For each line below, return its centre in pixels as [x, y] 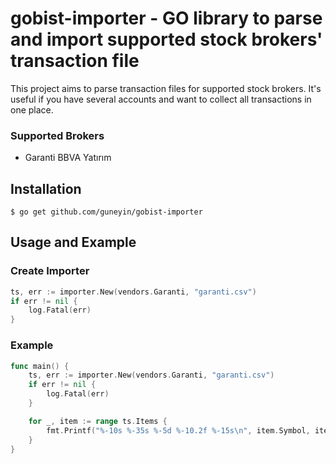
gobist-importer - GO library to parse [166, 18]
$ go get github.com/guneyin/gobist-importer [106, 212]
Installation [46, 188]
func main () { [40, 366]
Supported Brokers [57, 135]
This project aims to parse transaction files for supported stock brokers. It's [166, 88]
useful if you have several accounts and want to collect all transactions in [161, 99]
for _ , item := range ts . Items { [98, 421]
